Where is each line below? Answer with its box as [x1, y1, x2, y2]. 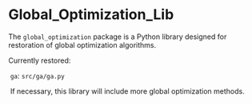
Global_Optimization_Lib [8, 6, 174, 24]
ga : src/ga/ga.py [10, 71, 66, 80]
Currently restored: [8, 56, 71, 65]
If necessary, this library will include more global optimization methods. [10, 86, 246, 96]
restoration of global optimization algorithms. [8, 40, 157, 49]
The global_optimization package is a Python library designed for [8, 32, 227, 41]
